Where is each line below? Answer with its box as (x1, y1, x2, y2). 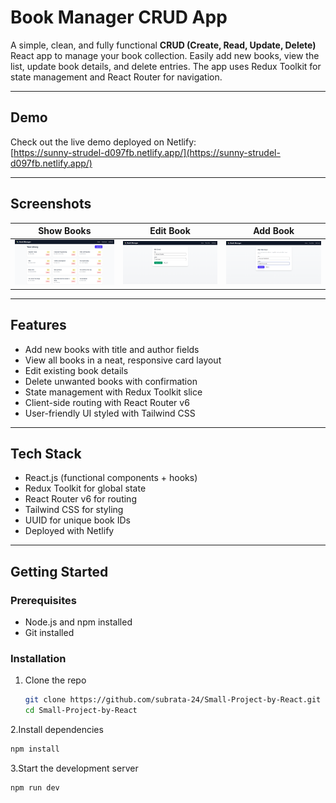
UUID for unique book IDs (24, 514, 131, 526)
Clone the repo (24, 674, 87, 686)
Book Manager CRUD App (10, 6, 228, 29)
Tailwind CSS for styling (24, 504, 124, 516)
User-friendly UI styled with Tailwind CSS (24, 407, 196, 419)
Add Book (253, 225, 295, 237)
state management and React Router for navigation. (10, 71, 223, 83)
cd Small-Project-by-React (24, 706, 138, 716)
